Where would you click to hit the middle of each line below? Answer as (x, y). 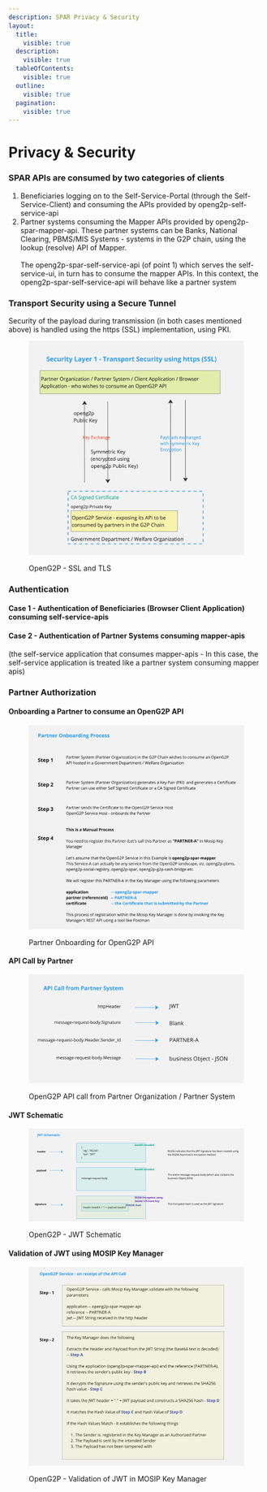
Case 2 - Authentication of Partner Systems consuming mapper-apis (127, 636)
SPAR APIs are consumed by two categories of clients (116, 178)
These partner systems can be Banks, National (159, 230)
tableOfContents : (45, 69)
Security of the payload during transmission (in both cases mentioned (125, 321)
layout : (22, 26)
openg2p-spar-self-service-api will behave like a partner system (128, 282)
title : (27, 34)
